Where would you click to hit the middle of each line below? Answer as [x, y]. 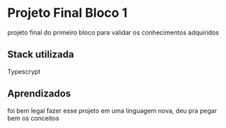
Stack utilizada [41, 55]
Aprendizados [39, 94]
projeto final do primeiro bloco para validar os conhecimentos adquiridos [113, 32]
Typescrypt [24, 71]
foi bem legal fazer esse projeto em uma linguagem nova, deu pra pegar [112, 110]
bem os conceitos [34, 118]
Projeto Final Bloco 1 [67, 13]
